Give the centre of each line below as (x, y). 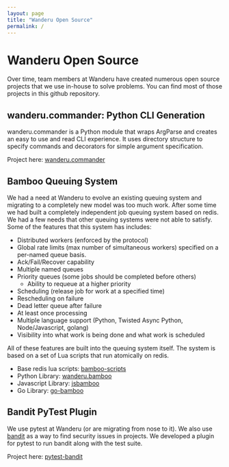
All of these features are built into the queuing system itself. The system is (111, 348)
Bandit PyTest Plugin (52, 412)
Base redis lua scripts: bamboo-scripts (71, 368)
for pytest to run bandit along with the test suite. (75, 443)
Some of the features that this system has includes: (79, 226)
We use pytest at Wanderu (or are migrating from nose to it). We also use (110, 429)
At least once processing (52, 313)
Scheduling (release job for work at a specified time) (91, 291)
